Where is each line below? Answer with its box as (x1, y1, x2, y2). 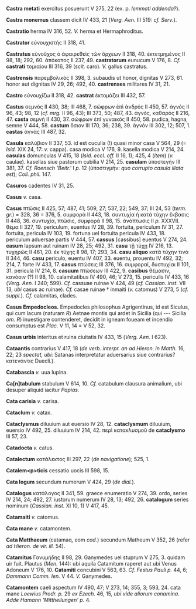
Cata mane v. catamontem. (6, 525, 72, 532)
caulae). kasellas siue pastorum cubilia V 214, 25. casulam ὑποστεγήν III (6, 158, 181, 165)
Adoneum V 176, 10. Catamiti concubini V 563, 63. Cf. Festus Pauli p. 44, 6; (6, 566, 188, 573)
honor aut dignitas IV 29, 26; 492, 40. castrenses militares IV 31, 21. (6, 80, 170, 87)
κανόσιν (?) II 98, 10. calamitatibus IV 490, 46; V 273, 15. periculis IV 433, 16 (6, 273, 189, 280)
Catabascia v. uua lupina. (6, 369, 68, 375)
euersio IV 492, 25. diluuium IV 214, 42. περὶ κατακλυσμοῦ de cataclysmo (6, 427, 185, 434)
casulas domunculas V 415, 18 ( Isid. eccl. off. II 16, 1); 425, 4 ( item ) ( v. (6, 152, 174, 159)
